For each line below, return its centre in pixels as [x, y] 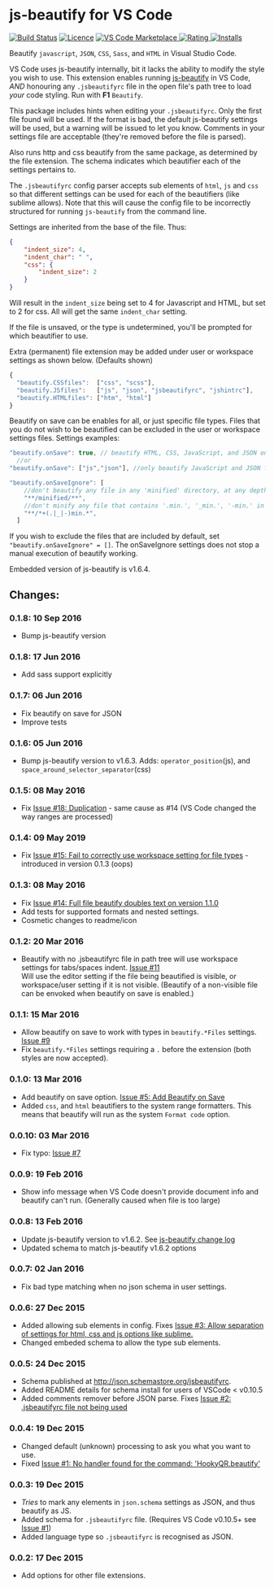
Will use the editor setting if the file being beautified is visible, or [128, 977]
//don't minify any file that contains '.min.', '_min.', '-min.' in [144, 506]
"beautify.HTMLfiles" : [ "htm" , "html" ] [84, 398]
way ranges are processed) [67, 817]
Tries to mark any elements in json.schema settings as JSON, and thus [138, 1503]
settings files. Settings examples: [65, 438]
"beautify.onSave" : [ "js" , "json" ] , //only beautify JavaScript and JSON [135, 468]
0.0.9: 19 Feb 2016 [46, 1174]
